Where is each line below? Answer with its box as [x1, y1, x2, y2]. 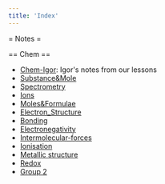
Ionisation [19, 141, 53, 150]
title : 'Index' [8, 11, 59, 20]
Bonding [19, 115, 48, 125]
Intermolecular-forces [19, 133, 92, 142]
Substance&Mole [19, 73, 77, 82]
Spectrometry [19, 82, 66, 91]
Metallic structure [19, 150, 78, 159]
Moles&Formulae [19, 98, 76, 108]
